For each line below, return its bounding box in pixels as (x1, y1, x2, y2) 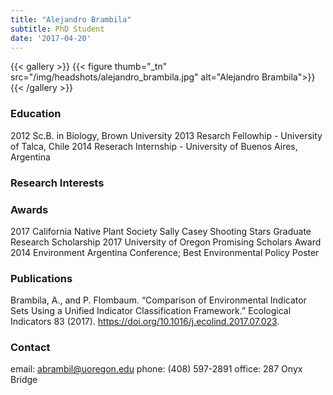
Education (10, 107, 62, 121)
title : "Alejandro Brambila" (10, 14, 132, 25)
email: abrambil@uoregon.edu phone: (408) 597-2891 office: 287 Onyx (10, 363, 303, 375)
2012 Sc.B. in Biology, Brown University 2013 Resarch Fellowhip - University (10, 129, 323, 141)
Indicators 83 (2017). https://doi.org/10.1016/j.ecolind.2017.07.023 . (10, 316, 280, 328)
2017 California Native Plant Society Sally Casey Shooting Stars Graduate (10, 225, 312, 237)
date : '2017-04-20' (10, 33, 92, 43)
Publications (10, 271, 73, 285)
